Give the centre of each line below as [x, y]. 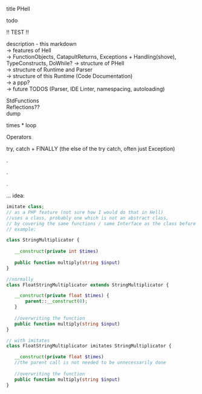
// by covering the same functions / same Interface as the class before [101, 223]
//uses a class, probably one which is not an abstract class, [88, 218]
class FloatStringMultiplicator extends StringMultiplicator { [88, 285]
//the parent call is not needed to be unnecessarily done [90, 363]
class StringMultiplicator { [43, 240]
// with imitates [28, 340]
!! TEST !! [18, 32]
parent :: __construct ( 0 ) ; [56, 301]
